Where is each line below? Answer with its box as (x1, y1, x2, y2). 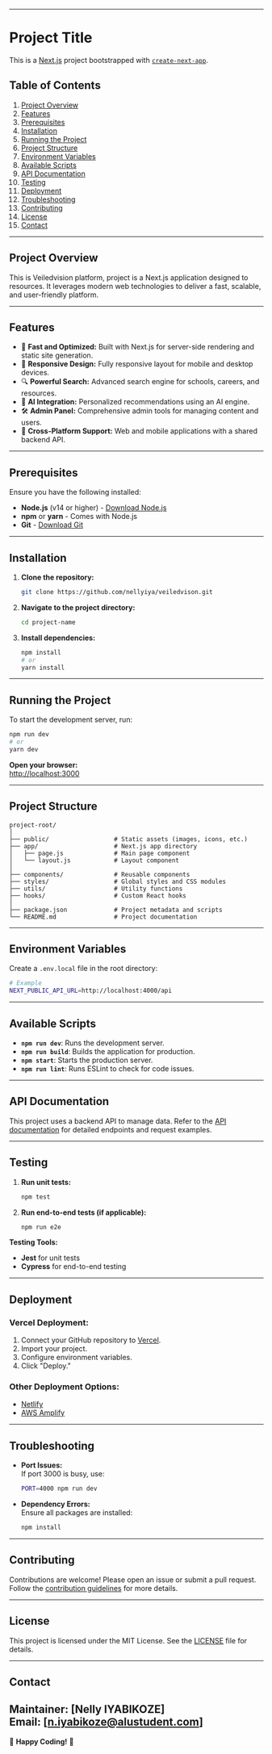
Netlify (20, 1400, 44, 1409)
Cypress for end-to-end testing (20, 1262, 127, 1271)
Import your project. (20, 1344, 88, 1354)
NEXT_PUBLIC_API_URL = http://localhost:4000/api (9, 986, 173, 995)
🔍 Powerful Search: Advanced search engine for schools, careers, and (20, 377, 260, 387)
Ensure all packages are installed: (20, 1508, 133, 1517)
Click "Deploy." (20, 1361, 71, 1371)
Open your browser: (9, 760, 78, 769)
